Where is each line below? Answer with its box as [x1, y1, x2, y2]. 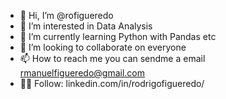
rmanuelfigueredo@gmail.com [19, 67, 145, 79]
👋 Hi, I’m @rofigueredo [19, 10, 114, 21]
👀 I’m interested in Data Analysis [19, 20, 153, 32]
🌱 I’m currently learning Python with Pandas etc [19, 31, 217, 42]
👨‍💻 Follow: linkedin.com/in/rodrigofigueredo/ [19, 78, 205, 89]
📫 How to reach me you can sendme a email [19, 53, 206, 64]
